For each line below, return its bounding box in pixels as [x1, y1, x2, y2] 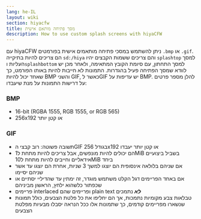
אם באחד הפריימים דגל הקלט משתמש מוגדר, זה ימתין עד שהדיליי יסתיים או [14, 175, 185, 182]
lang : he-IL [6, 8, 36, 15]
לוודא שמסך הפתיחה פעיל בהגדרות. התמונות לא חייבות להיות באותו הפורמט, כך [6, 67, 187, 74]
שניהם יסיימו [14, 169, 43, 176]
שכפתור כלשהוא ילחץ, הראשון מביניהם [14, 181, 102, 188]
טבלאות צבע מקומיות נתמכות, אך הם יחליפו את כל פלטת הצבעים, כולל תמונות [14, 194, 192, 201]
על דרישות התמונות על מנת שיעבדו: [6, 79, 87, 87]
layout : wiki [6, 14, 39, 20]
